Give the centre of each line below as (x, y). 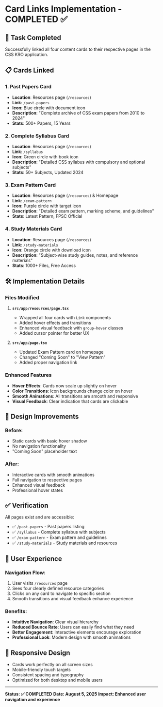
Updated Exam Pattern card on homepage (61, 352)
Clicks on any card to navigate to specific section (61, 593)
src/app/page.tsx (30, 343)
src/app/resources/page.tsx (40, 309)
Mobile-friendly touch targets (41, 670)
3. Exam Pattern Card (31, 185)
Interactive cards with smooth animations (53, 475)
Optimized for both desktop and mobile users (57, 680)
